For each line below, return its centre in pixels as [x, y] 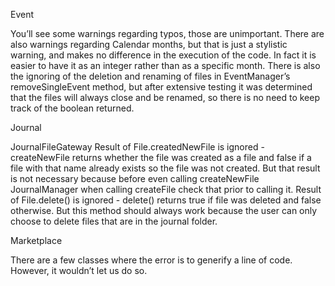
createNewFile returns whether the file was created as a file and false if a [161, 157]
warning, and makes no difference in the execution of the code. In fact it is [163, 55]
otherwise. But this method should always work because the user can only [164, 210]
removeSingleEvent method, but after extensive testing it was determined [161, 87]
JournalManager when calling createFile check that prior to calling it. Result [166, 189]
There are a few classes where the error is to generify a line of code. [151, 260]
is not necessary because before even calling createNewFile [135, 178]
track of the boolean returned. [72, 108]
